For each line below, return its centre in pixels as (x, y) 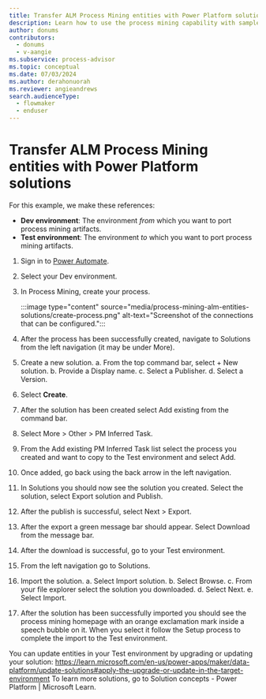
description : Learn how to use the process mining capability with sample (135, 23)
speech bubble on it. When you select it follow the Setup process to (131, 630)
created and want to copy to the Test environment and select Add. (128, 457)
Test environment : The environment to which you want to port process (136, 237)
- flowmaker (36, 103)
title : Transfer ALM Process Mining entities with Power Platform (120, 15)
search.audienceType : (45, 96)
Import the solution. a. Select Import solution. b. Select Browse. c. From (136, 581)
